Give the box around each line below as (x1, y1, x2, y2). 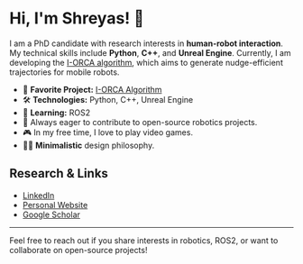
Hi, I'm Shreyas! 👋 (9, 8, 144, 29)
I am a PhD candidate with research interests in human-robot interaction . (9, 38, 284, 49)
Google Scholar (22, 209, 81, 220)
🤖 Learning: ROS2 (22, 107, 91, 118)
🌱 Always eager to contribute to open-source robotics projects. (22, 116, 258, 127)
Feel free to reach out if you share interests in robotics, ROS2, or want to (9, 234, 279, 246)
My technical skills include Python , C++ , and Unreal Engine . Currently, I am (9, 47, 291, 58)
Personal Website (22, 199, 88, 210)
